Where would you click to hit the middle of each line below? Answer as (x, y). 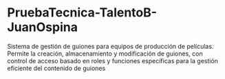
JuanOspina (42, 27)
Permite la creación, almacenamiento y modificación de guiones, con (105, 54)
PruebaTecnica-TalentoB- (82, 13)
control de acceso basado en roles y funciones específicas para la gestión (113, 60)
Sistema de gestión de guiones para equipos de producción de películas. (110, 46)
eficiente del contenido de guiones (56, 68)
